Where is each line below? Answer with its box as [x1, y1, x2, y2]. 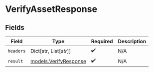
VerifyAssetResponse [5, 3, 98, 15]
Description [118, 38, 147, 45]
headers [7, 48, 26, 54]
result [7, 58, 23, 64]
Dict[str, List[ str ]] [30, 47, 71, 54]
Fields [5, 23, 25, 32]
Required [91, 38, 113, 45]
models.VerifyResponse [30, 58, 86, 65]
